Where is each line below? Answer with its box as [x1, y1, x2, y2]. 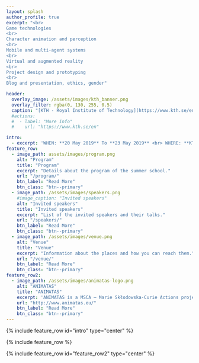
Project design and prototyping [6, 69, 86, 75]
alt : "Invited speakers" [17, 201, 78, 207]
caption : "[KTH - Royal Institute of [11, 107, 105, 113]
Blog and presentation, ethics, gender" [6, 81, 108, 86]
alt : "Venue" [17, 239, 49, 245]
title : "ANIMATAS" [17, 288, 62, 295]
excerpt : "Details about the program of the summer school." [17, 168, 171, 174]
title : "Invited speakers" [17, 206, 84, 212]
